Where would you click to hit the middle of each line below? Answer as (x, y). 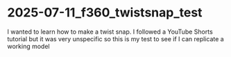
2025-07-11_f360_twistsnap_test (105, 13)
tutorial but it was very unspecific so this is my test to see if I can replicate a (115, 38)
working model (28, 46)
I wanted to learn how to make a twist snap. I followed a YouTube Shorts (110, 32)
